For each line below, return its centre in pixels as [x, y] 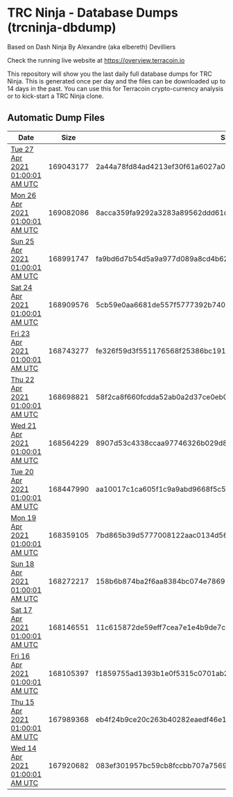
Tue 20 [22, 472]
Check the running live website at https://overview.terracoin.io [96, 60]
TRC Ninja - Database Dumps [93, 13]
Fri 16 [20, 656]
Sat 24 [21, 287]
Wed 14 [24, 748]
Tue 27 [22, 149]
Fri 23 [20, 333]
